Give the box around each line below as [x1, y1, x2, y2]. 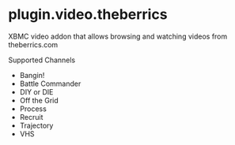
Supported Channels [8, 55, 76, 65]
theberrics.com [8, 39, 59, 49]
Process [19, 104, 47, 113]
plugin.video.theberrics [8, 6, 168, 24]
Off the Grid [19, 95, 59, 105]
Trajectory [19, 121, 54, 130]
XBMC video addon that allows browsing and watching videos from [8, 32, 228, 41]
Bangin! [19, 70, 45, 80]
